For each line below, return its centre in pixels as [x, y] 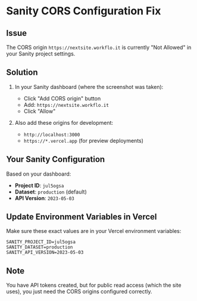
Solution [22, 73]
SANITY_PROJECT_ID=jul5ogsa [41, 242]
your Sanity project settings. [41, 54]
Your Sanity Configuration [56, 159]
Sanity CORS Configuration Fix [84, 11]
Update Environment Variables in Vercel [82, 217]
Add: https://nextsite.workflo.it [66, 105]
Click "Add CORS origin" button [62, 98]
